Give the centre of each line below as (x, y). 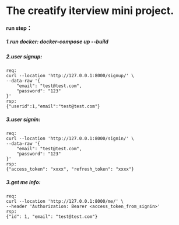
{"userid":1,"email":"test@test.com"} (53, 106)
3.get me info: (23, 182)
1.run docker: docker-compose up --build (57, 41)
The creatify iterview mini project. (90, 11)
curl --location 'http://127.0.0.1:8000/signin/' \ (70, 139)
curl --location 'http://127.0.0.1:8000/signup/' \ (70, 76)
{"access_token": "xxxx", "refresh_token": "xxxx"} (70, 169)
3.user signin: (23, 119)
